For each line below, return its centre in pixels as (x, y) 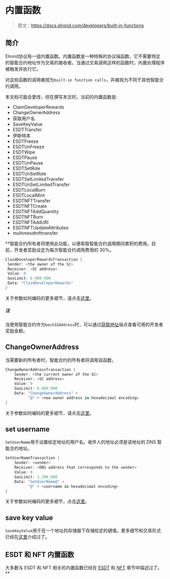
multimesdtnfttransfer (35, 233)
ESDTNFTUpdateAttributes (40, 228)
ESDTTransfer (27, 130)
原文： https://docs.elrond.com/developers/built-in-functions (81, 25)
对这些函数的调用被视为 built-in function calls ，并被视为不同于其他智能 (82, 80)
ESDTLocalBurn (29, 190)
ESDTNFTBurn (28, 217)
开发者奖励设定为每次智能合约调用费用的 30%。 (64, 250)
